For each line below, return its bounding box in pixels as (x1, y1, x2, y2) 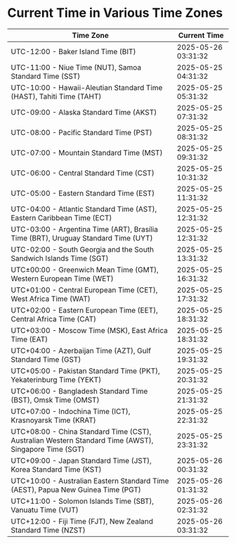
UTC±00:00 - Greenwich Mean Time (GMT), (11, 265, 159, 274)
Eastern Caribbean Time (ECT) (11, 213, 112, 222)
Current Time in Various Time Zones (7, 5, 223, 21)
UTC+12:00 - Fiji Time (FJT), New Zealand (11, 516, 153, 526)
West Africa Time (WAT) (11, 293, 91, 303)
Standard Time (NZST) (11, 525, 86, 535)
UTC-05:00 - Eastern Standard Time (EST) (11, 188, 155, 198)
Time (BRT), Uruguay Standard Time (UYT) (11, 233, 153, 243)
